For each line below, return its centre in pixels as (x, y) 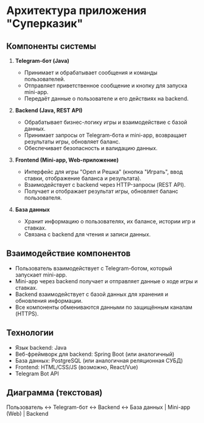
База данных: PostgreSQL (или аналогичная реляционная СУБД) (99, 360)
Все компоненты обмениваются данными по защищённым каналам (104, 307)
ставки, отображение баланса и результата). (83, 178)
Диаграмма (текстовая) (55, 393)
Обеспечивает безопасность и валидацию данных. (91, 148)
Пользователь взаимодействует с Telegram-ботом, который (93, 268)
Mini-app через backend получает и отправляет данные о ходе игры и (106, 281)
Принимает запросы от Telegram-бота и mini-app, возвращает (105, 135)
